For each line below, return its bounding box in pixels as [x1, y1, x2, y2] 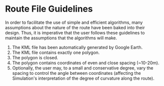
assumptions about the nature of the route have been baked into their [5, 24, 145, 30]
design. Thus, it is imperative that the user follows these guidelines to [5, 30, 145, 35]
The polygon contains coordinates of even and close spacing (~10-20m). [12, 60, 160, 66]
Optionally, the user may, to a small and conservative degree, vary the [12, 65, 153, 71]
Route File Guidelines [5, 3, 93, 15]
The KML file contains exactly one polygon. [12, 50, 100, 55]
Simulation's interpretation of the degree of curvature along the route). [12, 75, 155, 81]
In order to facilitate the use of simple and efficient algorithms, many [5, 19, 143, 25]
